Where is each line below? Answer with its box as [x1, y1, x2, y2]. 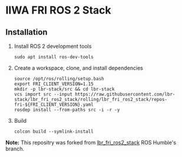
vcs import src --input [14, 91, 73, 97]
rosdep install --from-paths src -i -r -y [14, 107, 120, 113]
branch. [5, 145, 25, 152]
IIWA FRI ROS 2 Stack [5, 4, 111, 17]
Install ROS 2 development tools [14, 42, 92, 50]
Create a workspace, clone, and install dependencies [14, 64, 144, 71]
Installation [5, 27, 48, 37]
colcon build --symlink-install [14, 129, 94, 135]
